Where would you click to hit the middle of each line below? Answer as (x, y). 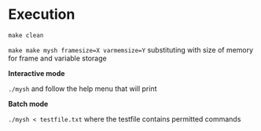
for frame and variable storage (58, 58)
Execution (42, 15)
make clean (26, 35)
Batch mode (28, 104)
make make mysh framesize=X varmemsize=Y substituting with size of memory (131, 49)
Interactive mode (37, 73)
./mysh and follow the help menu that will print (83, 89)
